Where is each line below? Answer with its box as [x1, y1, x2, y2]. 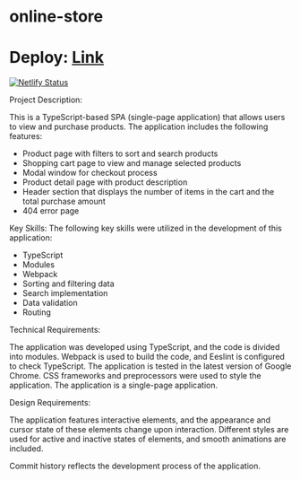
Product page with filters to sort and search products [21, 148, 219, 159]
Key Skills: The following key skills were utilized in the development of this [9, 223, 282, 234]
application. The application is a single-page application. [9, 380, 219, 391]
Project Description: [9, 94, 83, 105]
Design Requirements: [9, 397, 91, 408]
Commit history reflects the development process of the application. [9, 460, 261, 472]
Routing [21, 307, 52, 318]
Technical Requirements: [9, 325, 101, 336]
